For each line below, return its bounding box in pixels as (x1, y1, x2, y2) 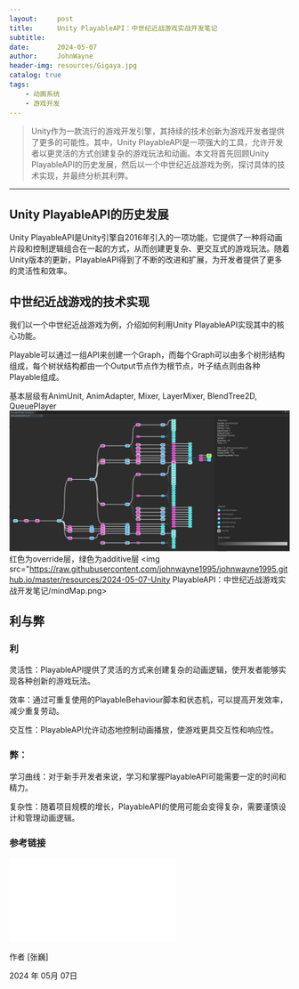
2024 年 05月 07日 (9, 970, 78, 981)
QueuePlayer (9, 401, 57, 411)
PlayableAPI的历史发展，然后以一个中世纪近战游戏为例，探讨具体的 (30, 158, 278, 169)
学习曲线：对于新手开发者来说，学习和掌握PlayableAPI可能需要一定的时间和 (9, 771, 287, 782)
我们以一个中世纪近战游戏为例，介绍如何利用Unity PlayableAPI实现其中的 (9, 320, 278, 330)
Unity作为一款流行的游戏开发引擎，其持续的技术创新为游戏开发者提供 (30, 126, 285, 136)
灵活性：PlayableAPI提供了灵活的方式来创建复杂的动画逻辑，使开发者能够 (9, 664, 279, 676)
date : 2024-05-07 (9, 43, 98, 52)
